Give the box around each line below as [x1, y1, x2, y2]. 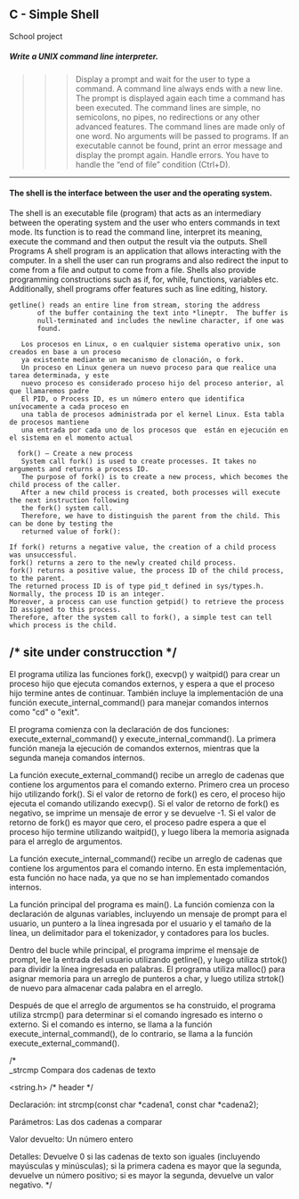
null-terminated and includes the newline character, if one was [36, 316, 285, 325]
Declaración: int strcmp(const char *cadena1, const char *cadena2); [9, 1099, 260, 1110]
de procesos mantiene [9, 418, 90, 426]
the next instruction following [9, 495, 129, 505]
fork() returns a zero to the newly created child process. [9, 558, 238, 567]
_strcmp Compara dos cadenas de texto [9, 1064, 156, 1075]
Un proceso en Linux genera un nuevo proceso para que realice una [20, 363, 277, 372]
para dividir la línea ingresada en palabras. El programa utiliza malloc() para [9, 963, 286, 974]
